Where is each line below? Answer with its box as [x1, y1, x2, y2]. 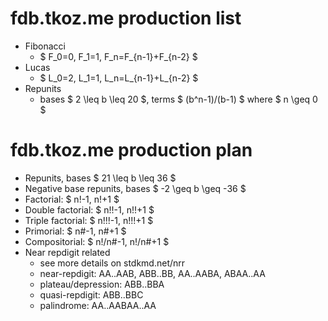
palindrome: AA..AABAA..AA [39, 299, 157, 311]
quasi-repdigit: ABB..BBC [39, 288, 144, 301]
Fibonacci [24, 40, 66, 52]
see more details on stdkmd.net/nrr [39, 257, 186, 269]
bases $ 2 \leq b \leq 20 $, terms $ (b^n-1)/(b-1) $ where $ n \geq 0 [39, 93, 318, 105]
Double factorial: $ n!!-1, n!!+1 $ [24, 203, 155, 216]
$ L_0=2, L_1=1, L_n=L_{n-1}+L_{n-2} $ [39, 72, 199, 84]
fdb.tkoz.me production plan [10, 139, 253, 162]
